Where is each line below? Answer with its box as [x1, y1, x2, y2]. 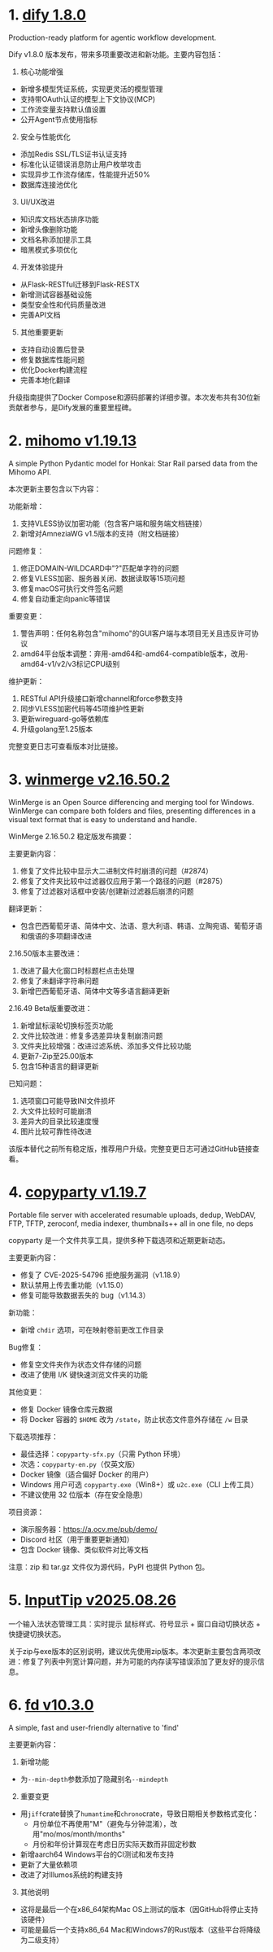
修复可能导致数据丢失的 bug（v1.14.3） [19, 1290, 150, 1300]
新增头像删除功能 [19, 224, 78, 234]
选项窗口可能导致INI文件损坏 [19, 1096, 115, 1105]
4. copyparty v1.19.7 [8, 1183, 147, 1201]
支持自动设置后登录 [19, 344, 85, 354]
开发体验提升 [19, 262, 63, 272]
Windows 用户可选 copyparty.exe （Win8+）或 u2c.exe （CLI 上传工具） [19, 1479, 258, 1489]
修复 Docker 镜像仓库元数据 [19, 1404, 113, 1414]
